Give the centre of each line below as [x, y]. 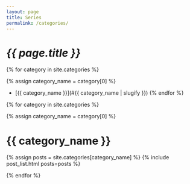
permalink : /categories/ [37, 23]
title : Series [24, 17]
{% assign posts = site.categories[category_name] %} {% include [88, 157]
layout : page [23, 12]
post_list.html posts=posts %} [43, 164]
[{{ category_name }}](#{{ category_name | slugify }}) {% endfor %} [99, 93]
